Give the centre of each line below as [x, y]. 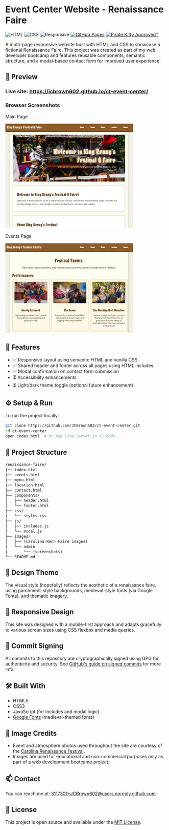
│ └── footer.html [27, 506]
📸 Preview [21, 77]
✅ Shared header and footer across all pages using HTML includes [83, 366]
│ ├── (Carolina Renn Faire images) [46, 542]
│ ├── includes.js [27, 527]
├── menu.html [20, 480]
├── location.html [25, 485]
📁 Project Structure [36, 452]
